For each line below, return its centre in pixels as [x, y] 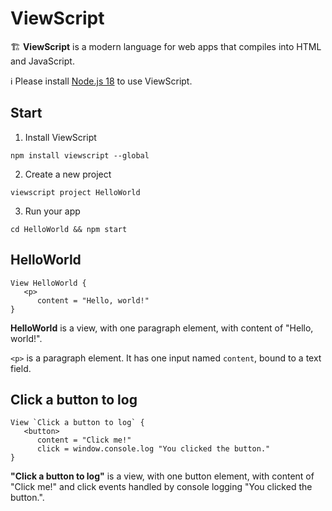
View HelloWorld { [48, 283]
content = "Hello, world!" [93, 300]
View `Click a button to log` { [77, 423]
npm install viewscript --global [80, 155]
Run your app [52, 211]
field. [21, 368]
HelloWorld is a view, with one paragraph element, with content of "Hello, [162, 328]
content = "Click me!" [84, 440]
